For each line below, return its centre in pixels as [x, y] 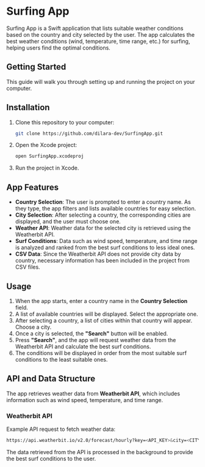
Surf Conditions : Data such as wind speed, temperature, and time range [106, 241]
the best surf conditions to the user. [51, 458]
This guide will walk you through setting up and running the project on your [101, 81]
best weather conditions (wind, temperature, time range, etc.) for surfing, [98, 41]
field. [22, 307]
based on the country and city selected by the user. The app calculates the [101, 34]
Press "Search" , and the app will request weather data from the [95, 340]
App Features [33, 187]
